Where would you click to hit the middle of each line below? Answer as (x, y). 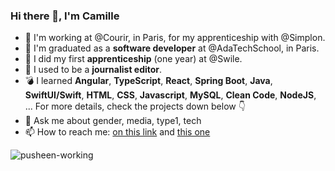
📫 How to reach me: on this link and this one (117, 132)
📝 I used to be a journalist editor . (93, 70)
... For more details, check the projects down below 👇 (135, 106)
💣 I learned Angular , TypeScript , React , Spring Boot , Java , (148, 81)
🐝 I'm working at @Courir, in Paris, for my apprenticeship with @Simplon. (175, 38)
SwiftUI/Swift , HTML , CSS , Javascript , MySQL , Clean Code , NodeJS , (170, 95)
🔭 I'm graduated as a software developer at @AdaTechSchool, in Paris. (172, 48)
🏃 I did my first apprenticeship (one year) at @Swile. (133, 59)
